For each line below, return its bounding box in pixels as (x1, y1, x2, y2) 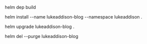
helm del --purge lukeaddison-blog (5, 33, 78, 39)
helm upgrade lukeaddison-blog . (5, 23, 75, 29)
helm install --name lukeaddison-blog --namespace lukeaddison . (5, 14, 143, 19)
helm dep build (5, 4, 36, 10)
